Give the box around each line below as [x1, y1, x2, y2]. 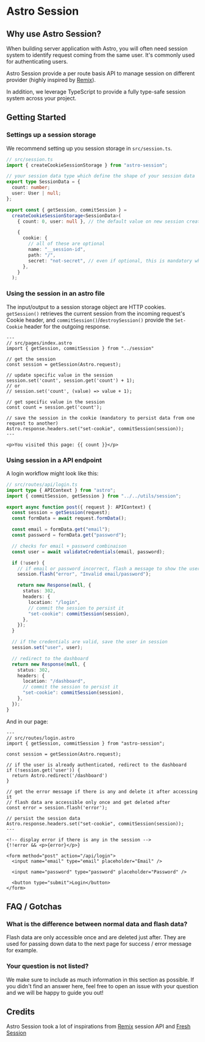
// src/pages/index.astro [6, 340, 72, 346]
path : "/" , [28, 252, 56, 258]
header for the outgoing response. [24, 322, 111, 330]
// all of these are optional [28, 240, 105, 247]
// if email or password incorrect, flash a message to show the [17, 565, 187, 571]
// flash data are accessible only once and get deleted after [6, 799, 171, 805]
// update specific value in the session [6, 372, 113, 378]
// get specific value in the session [6, 399, 105, 405]
